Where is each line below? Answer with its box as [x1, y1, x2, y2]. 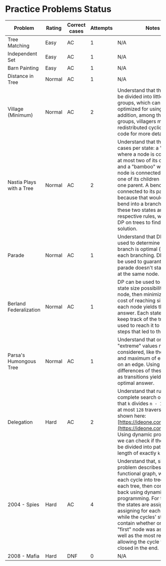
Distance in [7, 72, 34, 79]
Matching [7, 42, 30, 49]
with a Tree [7, 185, 34, 191]
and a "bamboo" [117, 163, 156, 170]
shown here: [117, 412, 147, 419]
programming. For [117, 495, 160, 502]
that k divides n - [117, 400, 158, 407]
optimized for [117, 105, 149, 112]
